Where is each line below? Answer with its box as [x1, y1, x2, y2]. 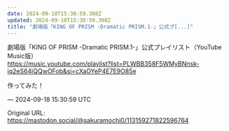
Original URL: [7, 109, 46, 117]
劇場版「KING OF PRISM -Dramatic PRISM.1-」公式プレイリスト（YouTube [7, 43, 222, 52]
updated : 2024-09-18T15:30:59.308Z [7, 17, 111, 24]
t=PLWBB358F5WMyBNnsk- [116, 60, 200, 68]
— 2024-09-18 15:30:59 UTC [7, 95, 92, 104]
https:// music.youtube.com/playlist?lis [7, 60, 118, 68]
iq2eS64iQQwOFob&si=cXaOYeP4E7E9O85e [7, 67, 137, 75]
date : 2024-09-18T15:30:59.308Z [7, 10, 102, 17]
